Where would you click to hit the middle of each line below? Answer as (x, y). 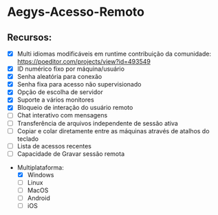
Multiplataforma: (40, 167)
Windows (41, 174)
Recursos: (30, 37)
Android (39, 198)
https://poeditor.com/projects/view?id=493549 (84, 62)
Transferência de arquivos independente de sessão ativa (98, 123)
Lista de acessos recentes (54, 146)
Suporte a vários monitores (55, 100)
